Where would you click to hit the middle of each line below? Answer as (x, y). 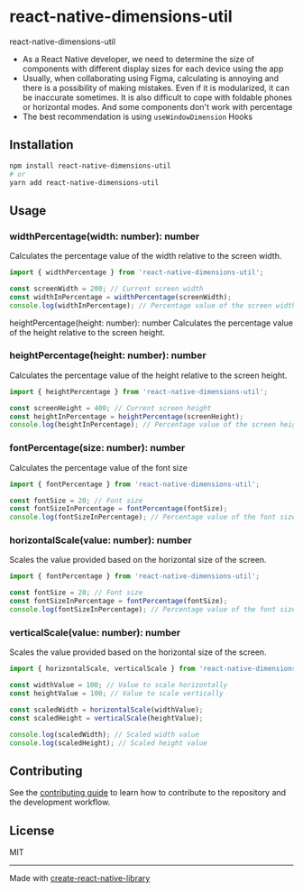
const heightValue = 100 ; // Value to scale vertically (116, 694)
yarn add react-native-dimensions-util (84, 182)
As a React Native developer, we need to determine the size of (138, 59)
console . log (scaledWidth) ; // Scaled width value (105, 734)
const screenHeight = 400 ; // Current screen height (110, 408)
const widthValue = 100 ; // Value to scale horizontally (119, 685)
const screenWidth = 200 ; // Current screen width (106, 289)
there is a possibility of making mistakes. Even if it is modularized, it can (156, 87)
